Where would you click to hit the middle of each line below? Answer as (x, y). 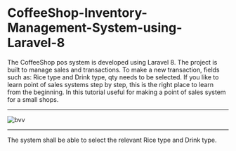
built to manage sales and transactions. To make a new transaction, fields (113, 70)
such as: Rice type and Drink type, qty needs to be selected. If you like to (113, 77)
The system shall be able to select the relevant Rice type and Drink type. (112, 140)
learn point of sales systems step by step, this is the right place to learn (111, 84)
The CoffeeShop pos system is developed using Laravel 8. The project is (112, 62)
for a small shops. (33, 99)
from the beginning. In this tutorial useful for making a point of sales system (117, 92)
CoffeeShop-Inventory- (77, 13)
